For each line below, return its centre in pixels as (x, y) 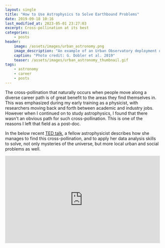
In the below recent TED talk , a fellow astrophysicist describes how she (77, 133)
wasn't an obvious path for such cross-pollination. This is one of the (74, 118)
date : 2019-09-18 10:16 (29, 19)
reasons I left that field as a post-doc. (43, 124)
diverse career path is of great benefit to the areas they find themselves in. (81, 97)
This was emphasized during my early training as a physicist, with (72, 103)
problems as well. (23, 149)
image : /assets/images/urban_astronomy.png (59, 46)
